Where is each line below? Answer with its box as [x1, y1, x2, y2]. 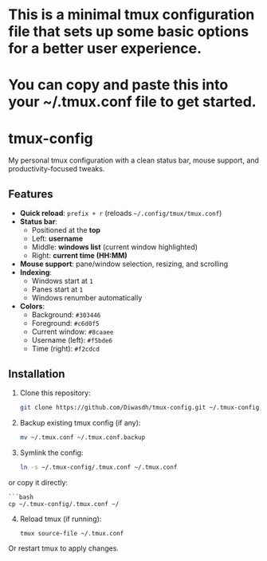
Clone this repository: [19, 388, 91, 398]
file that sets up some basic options [8, 22, 249, 41]
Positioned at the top [31, 226, 101, 235]
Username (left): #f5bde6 [31, 335, 113, 345]
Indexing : [19, 268, 52, 277]
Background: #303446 [31, 310, 101, 320]
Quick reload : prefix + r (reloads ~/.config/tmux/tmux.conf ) [19, 209, 222, 218]
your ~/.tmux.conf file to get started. [8, 93, 257, 111]
